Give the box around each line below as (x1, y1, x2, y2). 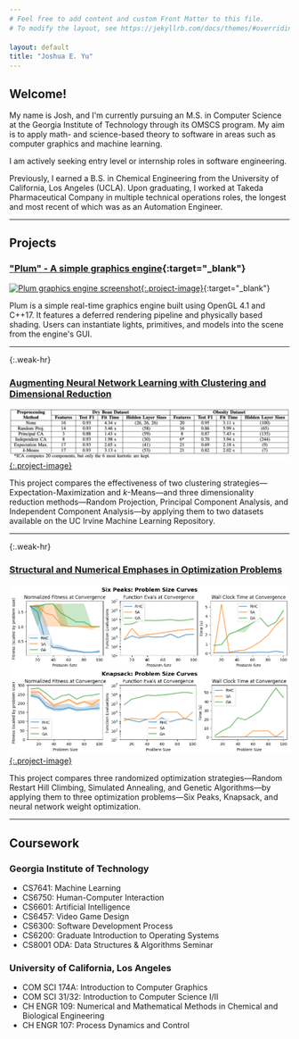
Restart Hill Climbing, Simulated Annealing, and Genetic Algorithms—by (9, 782, 271, 794)
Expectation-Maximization (9, 487, 105, 498)
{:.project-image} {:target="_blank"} (141, 282, 271, 294)
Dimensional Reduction (9, 387, 112, 400)
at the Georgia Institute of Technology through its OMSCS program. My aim (9, 119, 285, 129)
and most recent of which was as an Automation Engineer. (9, 201, 223, 212)
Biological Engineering (21, 1010, 105, 1021)
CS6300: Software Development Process (21, 920, 174, 932)
